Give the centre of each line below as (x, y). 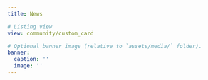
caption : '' (32, 59)
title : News (25, 14)
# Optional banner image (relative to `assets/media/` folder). (105, 46)
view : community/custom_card (51, 33)
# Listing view (30, 27)
